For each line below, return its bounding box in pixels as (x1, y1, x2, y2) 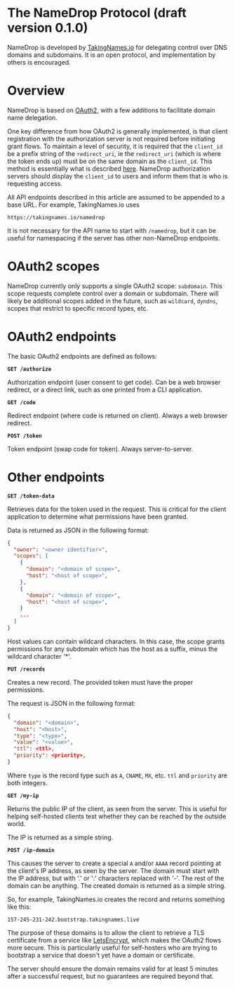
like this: (7, 902, 32, 911)
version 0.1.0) (7, 20, 88, 36)
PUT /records (7, 666, 46, 673)
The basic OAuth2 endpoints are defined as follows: (7, 351, 158, 360)
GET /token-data (7, 492, 55, 500)
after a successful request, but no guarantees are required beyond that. (7, 972, 214, 980)
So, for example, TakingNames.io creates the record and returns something (7, 895, 225, 903)
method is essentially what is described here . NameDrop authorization (7, 164, 210, 173)
